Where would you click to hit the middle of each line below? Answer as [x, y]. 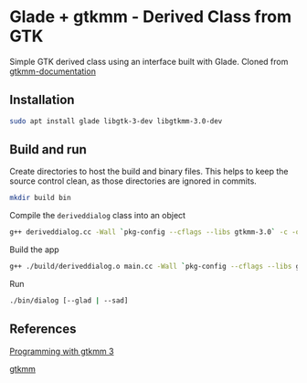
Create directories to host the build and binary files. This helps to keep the [149, 172]
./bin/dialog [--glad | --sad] [69, 301]
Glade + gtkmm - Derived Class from [151, 17]
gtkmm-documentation [53, 71]
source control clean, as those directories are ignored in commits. [133, 181]
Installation [42, 100]
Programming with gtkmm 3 [62, 351]
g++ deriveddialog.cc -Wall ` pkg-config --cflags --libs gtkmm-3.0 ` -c [148, 232]
